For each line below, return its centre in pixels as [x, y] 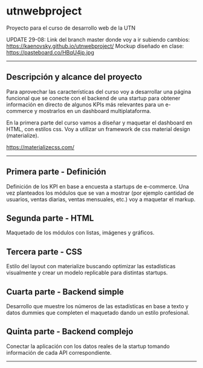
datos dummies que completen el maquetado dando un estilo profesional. [98, 313]
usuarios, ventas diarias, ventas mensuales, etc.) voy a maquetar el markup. [101, 199]
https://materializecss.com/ [40, 147]
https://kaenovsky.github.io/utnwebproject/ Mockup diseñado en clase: [95, 46]
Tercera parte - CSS [44, 252]
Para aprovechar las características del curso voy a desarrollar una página [99, 91]
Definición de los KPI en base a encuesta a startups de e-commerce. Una [98, 186]
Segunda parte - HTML [50, 218]
